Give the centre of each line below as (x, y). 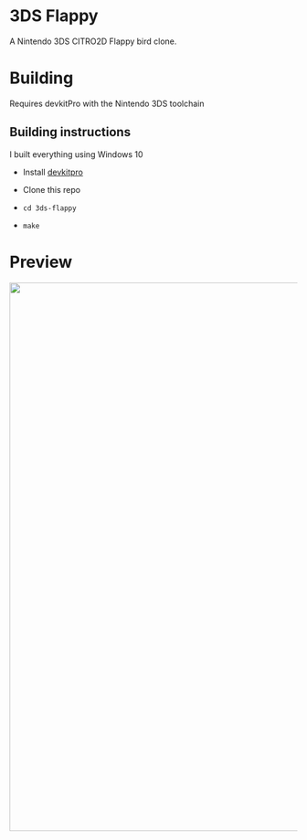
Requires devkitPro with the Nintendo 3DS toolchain (107, 103)
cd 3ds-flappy (49, 208)
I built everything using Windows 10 (76, 154)
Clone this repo (51, 189)
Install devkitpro (53, 172)
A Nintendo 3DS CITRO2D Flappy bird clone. (93, 41)
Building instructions (70, 132)
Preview (41, 262)
